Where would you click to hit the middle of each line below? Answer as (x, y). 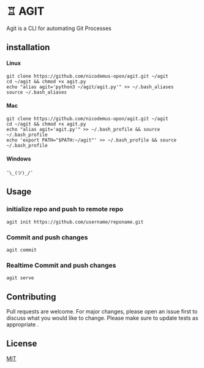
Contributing (31, 297)
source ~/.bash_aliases (37, 92)
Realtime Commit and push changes (61, 265)
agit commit (21, 250)
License (22, 344)
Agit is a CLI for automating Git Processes (59, 28)
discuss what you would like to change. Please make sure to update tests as (102, 318)
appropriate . (23, 325)
